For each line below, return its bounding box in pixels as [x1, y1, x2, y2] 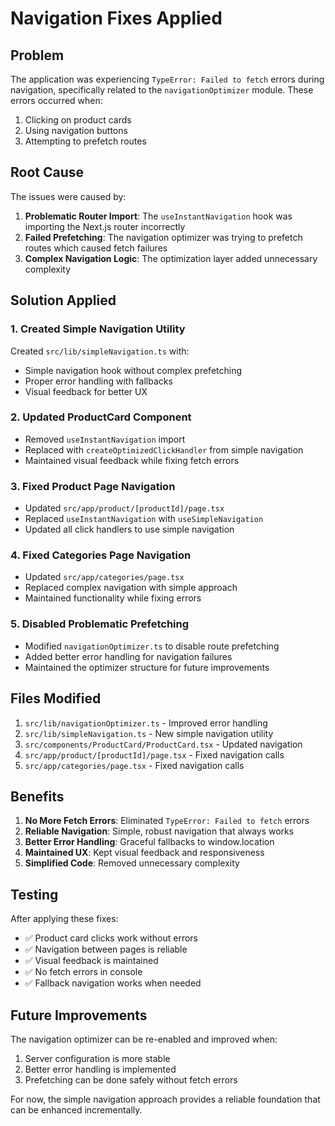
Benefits [10, 788, 65, 805]
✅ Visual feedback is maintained [24, 955, 159, 967]
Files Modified [10, 690, 102, 707]
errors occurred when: [10, 95, 103, 106]
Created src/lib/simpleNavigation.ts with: [10, 345, 190, 357]
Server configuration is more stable [24, 1052, 171, 1064]
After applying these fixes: [10, 913, 119, 925]
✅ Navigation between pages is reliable [24, 943, 188, 956]
